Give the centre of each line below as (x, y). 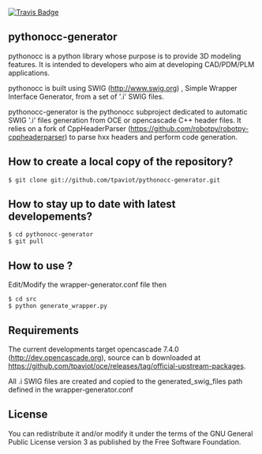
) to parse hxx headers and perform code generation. (151, 137)
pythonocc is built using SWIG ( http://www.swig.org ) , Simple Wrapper (123, 88)
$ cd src (22, 299)
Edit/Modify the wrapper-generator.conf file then (88, 285)
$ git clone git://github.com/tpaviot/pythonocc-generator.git (114, 180)
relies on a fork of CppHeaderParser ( (69, 128)
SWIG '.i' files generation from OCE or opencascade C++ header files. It (125, 120)
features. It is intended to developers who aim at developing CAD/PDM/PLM (131, 64)
